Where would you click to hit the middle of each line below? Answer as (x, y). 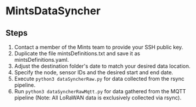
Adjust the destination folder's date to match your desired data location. (102, 66)
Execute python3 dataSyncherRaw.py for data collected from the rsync (99, 79)
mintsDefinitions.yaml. (41, 60)
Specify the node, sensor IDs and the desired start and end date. (94, 72)
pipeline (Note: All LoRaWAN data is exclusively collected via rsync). (98, 97)
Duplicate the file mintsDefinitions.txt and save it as (77, 53)
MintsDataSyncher (53, 11)
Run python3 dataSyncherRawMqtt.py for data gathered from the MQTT (100, 91)
